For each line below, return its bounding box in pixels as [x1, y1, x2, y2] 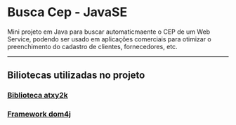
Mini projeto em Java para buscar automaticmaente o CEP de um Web [7, 27, 211, 36]
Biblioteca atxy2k [7, 91, 68, 100]
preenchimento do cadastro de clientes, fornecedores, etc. [7, 42, 178, 51]
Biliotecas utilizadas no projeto [7, 70, 145, 81]
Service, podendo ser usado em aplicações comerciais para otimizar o [7, 34, 212, 43]
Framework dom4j [7, 110, 72, 119]
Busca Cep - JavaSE [7, 4, 128, 20]
